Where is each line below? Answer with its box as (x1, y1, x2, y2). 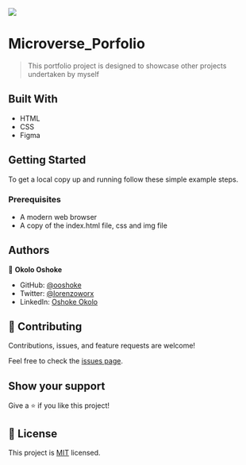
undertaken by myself (27, 69, 99, 79)
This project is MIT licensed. (8, 448, 101, 458)
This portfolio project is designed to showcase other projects (27, 60, 227, 71)
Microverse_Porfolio (8, 35, 145, 53)
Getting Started (8, 153, 86, 167)
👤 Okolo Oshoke (8, 264, 63, 274)
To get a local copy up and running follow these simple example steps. (8, 175, 239, 184)
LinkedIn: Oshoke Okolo (19, 297, 98, 306)
